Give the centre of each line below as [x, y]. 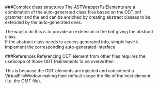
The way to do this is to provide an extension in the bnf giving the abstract [79, 31]
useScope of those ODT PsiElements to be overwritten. [60, 61]
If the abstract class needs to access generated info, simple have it [72, 42]
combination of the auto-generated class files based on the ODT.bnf [73, 12]
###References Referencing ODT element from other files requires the [75, 56]
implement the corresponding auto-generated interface [60, 47]
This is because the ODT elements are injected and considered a [70, 71]
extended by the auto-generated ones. [44, 22]
